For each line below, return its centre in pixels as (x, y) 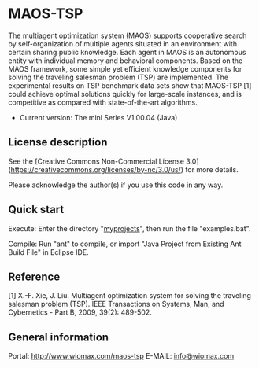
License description (58, 142)
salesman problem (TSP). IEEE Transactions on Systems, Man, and (116, 304)
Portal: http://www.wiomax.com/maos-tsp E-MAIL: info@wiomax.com (121, 356)
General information (58, 337)
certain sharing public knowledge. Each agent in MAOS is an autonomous (127, 52)
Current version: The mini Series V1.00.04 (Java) (98, 117)
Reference (34, 276)
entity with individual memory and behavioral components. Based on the (126, 61)
